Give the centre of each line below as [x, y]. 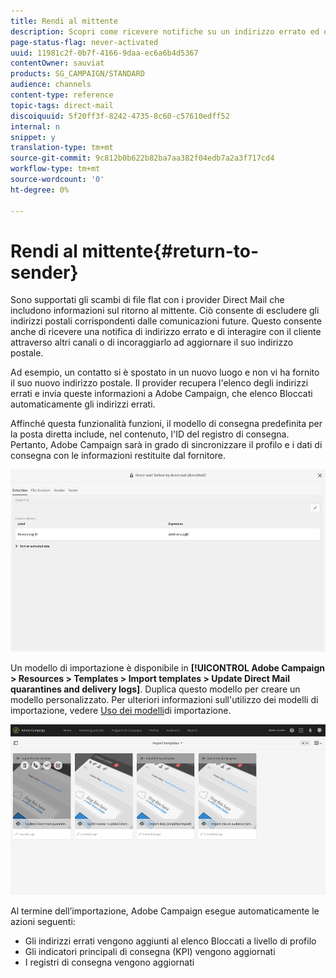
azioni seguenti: [43, 922]
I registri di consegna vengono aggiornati [109, 962]
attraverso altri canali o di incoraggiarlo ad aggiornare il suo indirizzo [152, 342]
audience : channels [51, 85]
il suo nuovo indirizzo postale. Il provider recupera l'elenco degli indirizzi [159, 383]
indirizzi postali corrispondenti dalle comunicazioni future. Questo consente [166, 321]
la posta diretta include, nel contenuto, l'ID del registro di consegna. [150, 434]
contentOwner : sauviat [57, 63]
